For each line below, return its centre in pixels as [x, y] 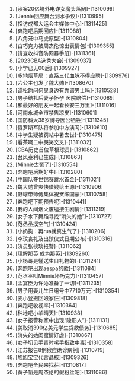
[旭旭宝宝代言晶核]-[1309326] [52, 357]
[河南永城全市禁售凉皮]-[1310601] [56, 112]
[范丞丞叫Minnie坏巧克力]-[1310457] [59, 276]
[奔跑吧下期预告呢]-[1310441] [51, 201]
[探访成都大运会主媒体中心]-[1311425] [61, 23]
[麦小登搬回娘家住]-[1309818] [51, 298]
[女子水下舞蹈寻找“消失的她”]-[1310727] [63, 216]
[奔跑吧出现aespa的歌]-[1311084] [56, 268]
